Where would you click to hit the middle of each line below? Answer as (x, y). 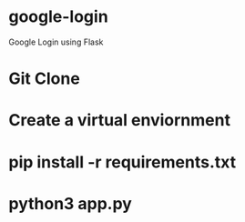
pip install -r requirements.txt (122, 162)
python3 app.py (71, 203)
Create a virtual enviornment (120, 121)
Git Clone (45, 79)
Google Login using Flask (56, 42)
